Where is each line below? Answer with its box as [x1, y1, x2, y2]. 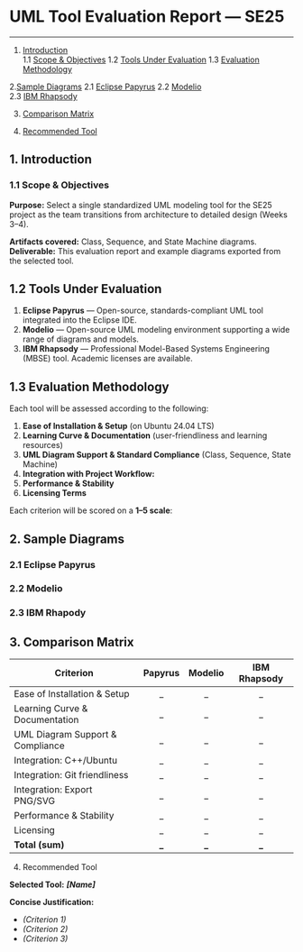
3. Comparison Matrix [9, 634, 134, 650]
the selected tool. [9, 255, 74, 266]
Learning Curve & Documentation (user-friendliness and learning [22, 430, 268, 441]
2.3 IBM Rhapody [9, 607, 87, 619]
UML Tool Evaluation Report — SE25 [9, 6, 285, 27]
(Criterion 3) [22, 933, 69, 944]
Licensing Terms [22, 488, 87, 499]
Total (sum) [14, 838, 65, 851]
